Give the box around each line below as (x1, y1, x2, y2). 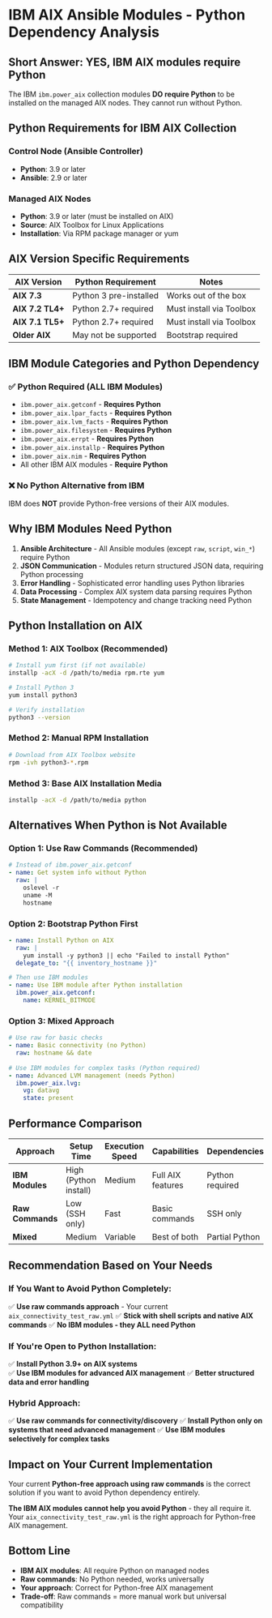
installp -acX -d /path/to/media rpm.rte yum (8, 669, 164, 678)
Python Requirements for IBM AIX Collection (8, 122, 237, 135)
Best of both (151, 1231, 199, 1242)
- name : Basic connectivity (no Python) (8, 1042, 147, 1050)
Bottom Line (8, 1544, 70, 1558)
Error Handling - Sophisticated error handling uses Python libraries (19, 578, 245, 588)
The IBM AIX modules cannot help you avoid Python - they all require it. (8, 1504, 252, 1513)
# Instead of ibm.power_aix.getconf (8, 861, 132, 869)
